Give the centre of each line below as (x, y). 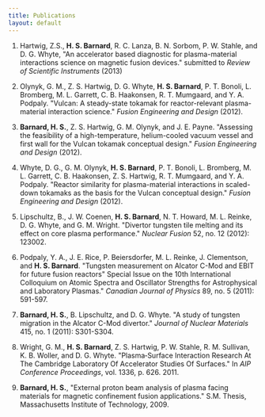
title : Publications (42, 15)
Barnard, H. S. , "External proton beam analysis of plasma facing (124, 387)
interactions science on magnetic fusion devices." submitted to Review (135, 62)
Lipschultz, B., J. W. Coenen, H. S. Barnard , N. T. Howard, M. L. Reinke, (136, 216)
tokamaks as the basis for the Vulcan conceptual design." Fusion (146, 193)
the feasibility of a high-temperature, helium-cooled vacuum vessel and (136, 135)
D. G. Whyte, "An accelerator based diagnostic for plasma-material (128, 54)
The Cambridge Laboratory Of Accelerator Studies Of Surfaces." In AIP (135, 363)
